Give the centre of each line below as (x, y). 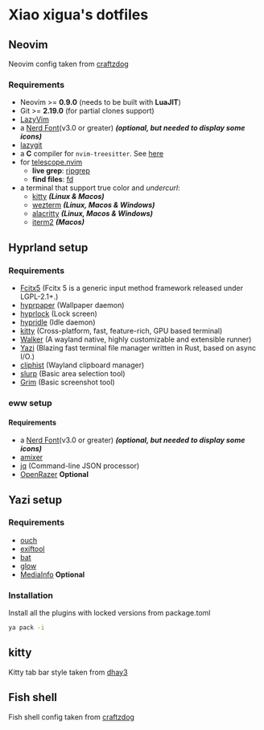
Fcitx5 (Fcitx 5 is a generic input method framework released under (132, 288)
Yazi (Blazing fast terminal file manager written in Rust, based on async (138, 347)
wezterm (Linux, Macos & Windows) (93, 205)
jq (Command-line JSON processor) (80, 466)
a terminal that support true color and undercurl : (100, 188)
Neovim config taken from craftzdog (68, 64)
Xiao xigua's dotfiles (78, 15)
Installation (31, 595)
